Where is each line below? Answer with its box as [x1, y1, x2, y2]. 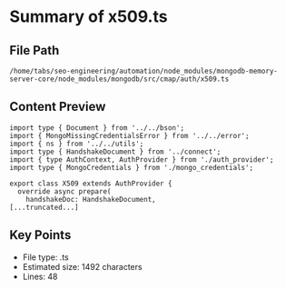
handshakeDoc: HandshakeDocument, [25, 194, 156, 204]
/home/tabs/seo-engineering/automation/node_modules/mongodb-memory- [9, 66, 279, 75]
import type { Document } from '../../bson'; [9, 123, 184, 133]
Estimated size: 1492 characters [22, 261, 143, 272]
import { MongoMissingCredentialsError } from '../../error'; [9, 131, 250, 140]
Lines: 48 [22, 271, 58, 282]
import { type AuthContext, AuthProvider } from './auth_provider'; [9, 154, 274, 164]
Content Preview [9, 99, 106, 115]
